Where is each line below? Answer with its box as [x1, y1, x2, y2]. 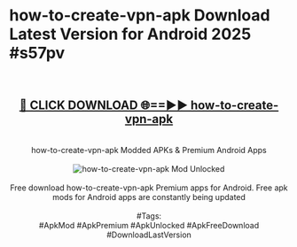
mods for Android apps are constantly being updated [51, 191, 246, 202]
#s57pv [9, 43, 66, 63]
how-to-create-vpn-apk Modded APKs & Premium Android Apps [30, 144, 268, 155]
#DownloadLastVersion [106, 229, 192, 240]
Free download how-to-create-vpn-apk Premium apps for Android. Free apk [10, 182, 288, 193]
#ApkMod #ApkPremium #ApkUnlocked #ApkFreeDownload [38, 220, 260, 230]
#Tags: [136, 210, 162, 221]
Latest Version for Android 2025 [9, 24, 252, 44]
